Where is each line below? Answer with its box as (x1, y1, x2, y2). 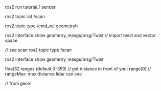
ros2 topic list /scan (5, 14, 45, 19)
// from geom (5, 80, 32, 86)
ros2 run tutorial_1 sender (5, 4, 56, 10)
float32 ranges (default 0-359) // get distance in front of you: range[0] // (5, 66, 151, 72)
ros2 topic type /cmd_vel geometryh (5, 23, 78, 29)
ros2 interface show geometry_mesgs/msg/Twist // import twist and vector (5, 33, 156, 38)
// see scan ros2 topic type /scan (5, 47, 72, 53)
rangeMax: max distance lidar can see (5, 71, 82, 77)
